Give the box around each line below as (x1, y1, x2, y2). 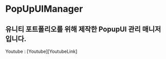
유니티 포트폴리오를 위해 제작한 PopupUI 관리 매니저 (5, 25, 161, 33)
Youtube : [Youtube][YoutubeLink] (5, 48, 78, 54)
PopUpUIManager (5, 3, 83, 15)
